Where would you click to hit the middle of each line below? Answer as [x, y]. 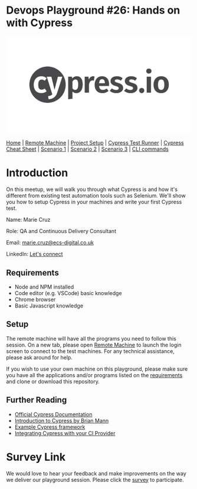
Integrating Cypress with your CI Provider [65, 433]
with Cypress [39, 23]
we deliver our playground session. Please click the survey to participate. [95, 480]
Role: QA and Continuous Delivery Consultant [61, 231]
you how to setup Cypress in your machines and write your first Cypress [94, 202]
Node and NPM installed [44, 287]
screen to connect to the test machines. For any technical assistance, [91, 351]
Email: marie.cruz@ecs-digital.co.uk [50, 242]
